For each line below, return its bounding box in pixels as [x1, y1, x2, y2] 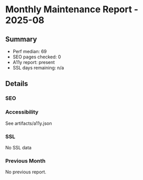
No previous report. [5, 169, 46, 175]
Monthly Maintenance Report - [5, 4, 139, 15]
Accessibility [5, 108, 39, 116]
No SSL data [5, 144, 32, 150]
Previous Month [5, 157, 46, 164]
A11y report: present [12, 59, 55, 65]
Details [5, 79, 28, 88]
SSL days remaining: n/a [12, 65, 64, 71]
